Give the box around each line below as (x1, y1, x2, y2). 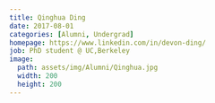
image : (9, 55, 34, 64)
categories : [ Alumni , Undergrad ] (9, 30, 134, 39)
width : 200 (17, 72, 58, 81)
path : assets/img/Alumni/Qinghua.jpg (17, 64, 159, 73)
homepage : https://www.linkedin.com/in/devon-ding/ (9, 38, 206, 47)
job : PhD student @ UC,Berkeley (9, 47, 130, 56)
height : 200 (17, 80, 63, 89)
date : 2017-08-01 (9, 21, 74, 30)
